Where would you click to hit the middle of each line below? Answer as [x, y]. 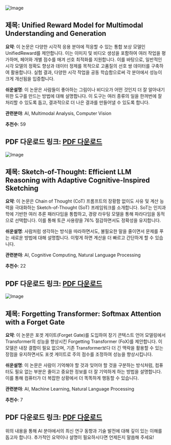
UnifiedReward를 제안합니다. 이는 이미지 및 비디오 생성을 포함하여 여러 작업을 [83, 53]
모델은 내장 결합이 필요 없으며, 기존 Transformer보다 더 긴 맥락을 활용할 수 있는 [84, 348]
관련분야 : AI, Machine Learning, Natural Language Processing [70, 389]
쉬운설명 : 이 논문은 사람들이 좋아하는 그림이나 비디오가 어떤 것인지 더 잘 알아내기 [85, 89]
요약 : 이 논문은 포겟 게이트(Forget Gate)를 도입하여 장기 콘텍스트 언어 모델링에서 [85, 335]
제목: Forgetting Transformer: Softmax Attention [83, 313]
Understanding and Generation [56, 34]
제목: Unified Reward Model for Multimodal [74, 25]
